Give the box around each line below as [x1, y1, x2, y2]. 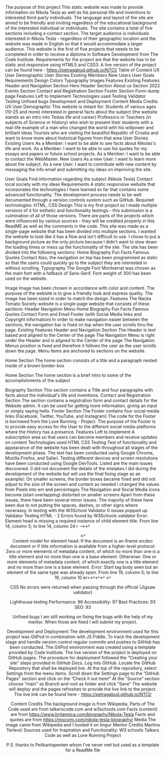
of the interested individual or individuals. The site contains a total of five [5, 25, 153, 31]
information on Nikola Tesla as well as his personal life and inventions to [5, 9, 151, 15]
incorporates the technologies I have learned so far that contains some [5, 187, 149, 192]
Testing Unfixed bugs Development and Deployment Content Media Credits [5, 99, 158, 104]
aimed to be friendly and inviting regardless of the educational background [5, 20, 157, 26]
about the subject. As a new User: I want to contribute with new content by [5, 161, 157, 167]
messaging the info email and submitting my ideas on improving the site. [5, 167, 152, 172]
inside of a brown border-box [5, 363, 65, 369]
